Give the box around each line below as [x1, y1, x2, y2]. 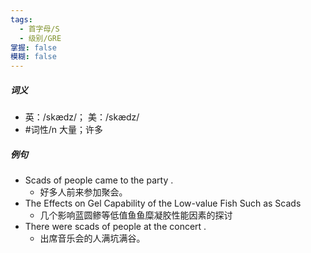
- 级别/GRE [19, 33, 62, 43]
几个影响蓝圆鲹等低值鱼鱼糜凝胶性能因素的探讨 [39, 209, 233, 221]
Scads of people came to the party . [24, 174, 174, 186]
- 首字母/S [19, 24, 60, 34]
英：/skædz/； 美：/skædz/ [24, 111, 140, 123]
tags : [10, 14, 33, 25]
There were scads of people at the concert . [24, 221, 207, 233]
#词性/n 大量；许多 [24, 124, 103, 136]
